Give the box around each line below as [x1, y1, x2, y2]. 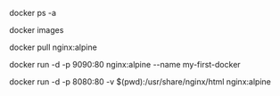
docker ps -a [9, 8, 56, 18]
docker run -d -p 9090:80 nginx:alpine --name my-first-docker [9, 60, 241, 69]
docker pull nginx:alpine [9, 42, 98, 52]
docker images [9, 25, 64, 35]
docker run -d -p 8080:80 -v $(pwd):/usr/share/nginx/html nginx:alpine [9, 76, 272, 87]
